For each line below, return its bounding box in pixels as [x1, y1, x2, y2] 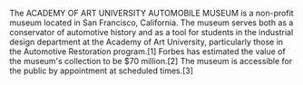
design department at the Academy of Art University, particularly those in [9, 36, 284, 47]
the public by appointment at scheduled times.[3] [9, 65, 193, 76]
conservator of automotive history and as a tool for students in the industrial [9, 27, 294, 37]
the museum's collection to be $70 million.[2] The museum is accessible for [9, 56, 293, 66]
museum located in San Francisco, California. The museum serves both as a [9, 17, 294, 28]
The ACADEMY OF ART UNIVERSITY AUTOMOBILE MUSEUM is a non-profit [9, 8, 294, 18]
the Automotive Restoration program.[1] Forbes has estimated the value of [9, 46, 286, 57]
